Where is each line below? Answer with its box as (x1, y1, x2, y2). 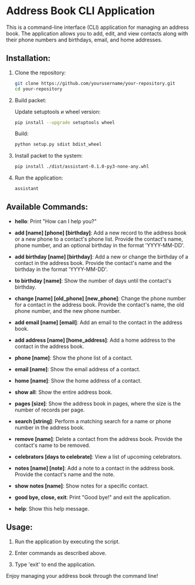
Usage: (6, 522, 33, 532)
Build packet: (14, 96, 47, 104)
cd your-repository (14, 86, 63, 92)
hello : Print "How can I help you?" (14, 217, 97, 225)
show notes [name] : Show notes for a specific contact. (14, 482, 149, 489)
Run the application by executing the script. (14, 538, 120, 545)
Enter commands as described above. (14, 549, 107, 556)
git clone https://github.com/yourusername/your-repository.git (14, 80, 176, 86)
